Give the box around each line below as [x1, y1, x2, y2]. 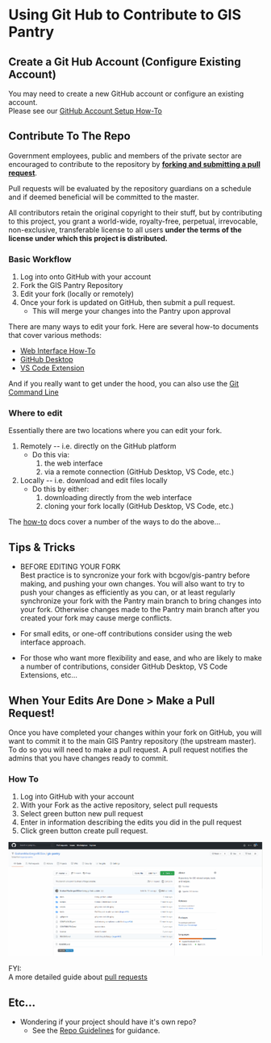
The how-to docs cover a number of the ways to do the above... [8, 517, 221, 527]
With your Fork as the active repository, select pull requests [19, 800, 219, 810]
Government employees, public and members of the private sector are [8, 151, 242, 161]
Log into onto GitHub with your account [19, 272, 152, 282]
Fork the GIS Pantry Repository [19, 281, 123, 290]
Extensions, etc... [19, 670, 78, 680]
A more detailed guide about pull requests [8, 972, 148, 982]
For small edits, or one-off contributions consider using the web [19, 629, 232, 639]
